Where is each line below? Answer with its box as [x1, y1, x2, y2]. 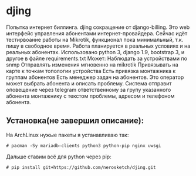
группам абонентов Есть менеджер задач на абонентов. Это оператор [6, 74, 184, 81]
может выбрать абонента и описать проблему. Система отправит [6, 79, 172, 87]
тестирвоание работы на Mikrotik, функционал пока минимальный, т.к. [6, 36, 184, 43]
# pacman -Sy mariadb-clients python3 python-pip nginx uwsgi [6, 142, 161, 148]
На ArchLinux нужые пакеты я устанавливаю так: [6, 131, 129, 138]
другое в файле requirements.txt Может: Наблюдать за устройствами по [6, 55, 188, 62]
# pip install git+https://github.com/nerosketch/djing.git [6, 164, 157, 170]
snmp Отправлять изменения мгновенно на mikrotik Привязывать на [6, 61, 179, 68]
